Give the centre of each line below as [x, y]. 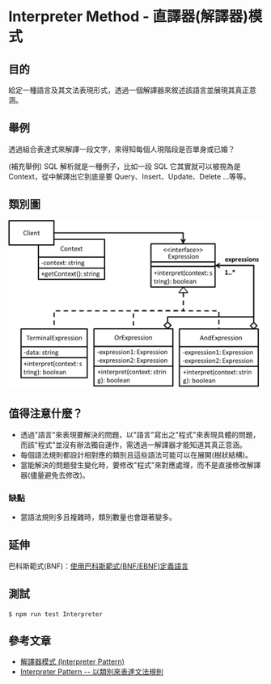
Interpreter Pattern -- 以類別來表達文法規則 [92, 672]
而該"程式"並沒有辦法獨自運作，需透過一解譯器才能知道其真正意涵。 [133, 445]
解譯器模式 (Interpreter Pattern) [72, 662]
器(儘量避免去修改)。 [55, 475]
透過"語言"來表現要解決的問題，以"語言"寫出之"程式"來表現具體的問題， [140, 434]
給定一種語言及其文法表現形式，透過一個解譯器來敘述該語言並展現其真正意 [132, 90]
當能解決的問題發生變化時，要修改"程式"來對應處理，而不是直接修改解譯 [140, 465]
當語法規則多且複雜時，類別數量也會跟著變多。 [98, 517]
